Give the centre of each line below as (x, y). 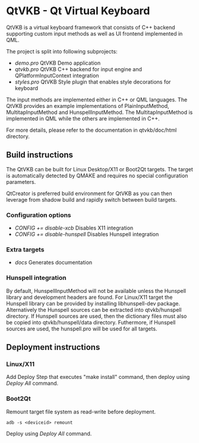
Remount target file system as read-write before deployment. (81, 412)
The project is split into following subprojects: (62, 51)
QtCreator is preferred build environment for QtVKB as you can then (89, 193)
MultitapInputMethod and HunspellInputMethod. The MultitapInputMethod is (99, 112)
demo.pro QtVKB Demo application (58, 63)
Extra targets (25, 249)
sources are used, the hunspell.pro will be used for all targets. (82, 329)
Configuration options (39, 215)
